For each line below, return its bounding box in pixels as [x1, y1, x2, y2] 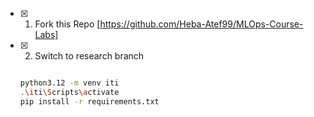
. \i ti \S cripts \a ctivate [19, 87, 120, 97]
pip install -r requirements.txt [19, 96, 160, 107]
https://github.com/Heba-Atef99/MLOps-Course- [99, 18, 304, 30]
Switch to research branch [34, 50, 145, 62]
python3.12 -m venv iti [19, 78, 120, 88]
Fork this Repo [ [34, 18, 101, 30]
